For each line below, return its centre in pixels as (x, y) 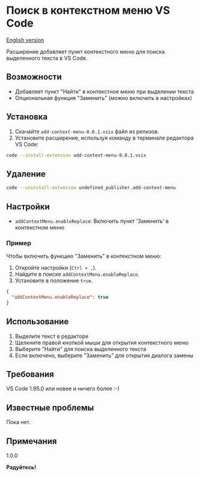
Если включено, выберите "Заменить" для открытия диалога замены (104, 355)
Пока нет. (19, 422)
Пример (19, 243)
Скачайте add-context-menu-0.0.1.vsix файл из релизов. (87, 131)
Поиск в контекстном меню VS (88, 11)
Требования (30, 374)
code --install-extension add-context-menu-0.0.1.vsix (76, 155)
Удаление (26, 174)
